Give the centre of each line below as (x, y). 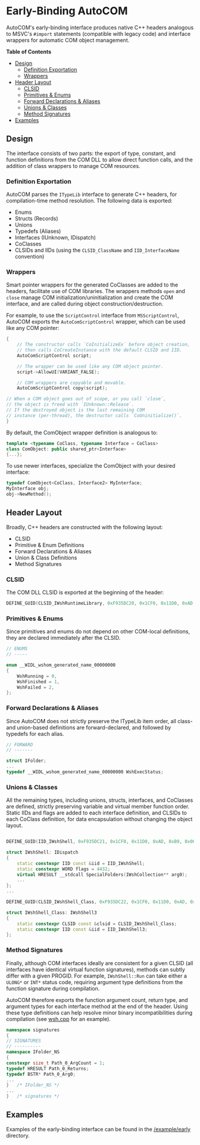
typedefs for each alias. (35, 733)
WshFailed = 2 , (36, 687)
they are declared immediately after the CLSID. (63, 638)
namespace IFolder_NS (33, 1052)
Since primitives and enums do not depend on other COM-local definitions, (98, 631)
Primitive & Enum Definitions (49, 545)
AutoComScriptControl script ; (54, 356)
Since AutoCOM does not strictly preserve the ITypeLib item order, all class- (99, 721)
